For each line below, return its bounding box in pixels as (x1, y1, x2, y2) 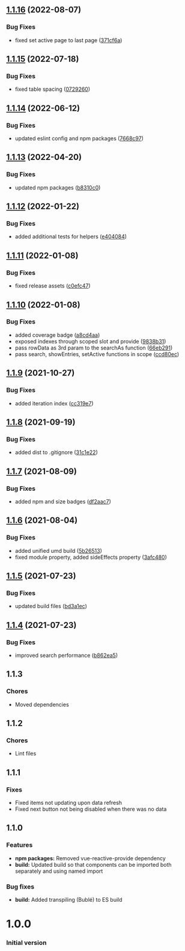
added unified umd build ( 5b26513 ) (14, 547, 102, 554)
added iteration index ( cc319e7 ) (14, 399, 94, 407)
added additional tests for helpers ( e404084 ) (14, 233, 127, 240)
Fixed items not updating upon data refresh (14, 799, 122, 806)
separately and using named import (14, 867, 103, 875)
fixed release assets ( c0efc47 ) (14, 282, 91, 289)
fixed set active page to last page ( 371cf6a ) (14, 36, 123, 44)
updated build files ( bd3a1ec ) (14, 603, 87, 610)
